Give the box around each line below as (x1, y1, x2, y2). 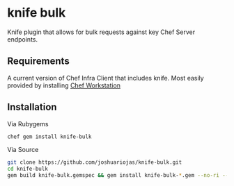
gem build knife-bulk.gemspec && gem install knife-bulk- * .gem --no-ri (7, 172, 219, 179)
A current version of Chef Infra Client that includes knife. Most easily (7, 74, 204, 82)
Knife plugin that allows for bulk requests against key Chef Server (7, 28, 196, 36)
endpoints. (7, 35, 38, 43)
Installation (7, 101, 57, 113)
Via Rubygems (7, 119, 49, 128)
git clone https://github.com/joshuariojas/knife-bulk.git (7, 159, 182, 166)
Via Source (7, 146, 39, 154)
